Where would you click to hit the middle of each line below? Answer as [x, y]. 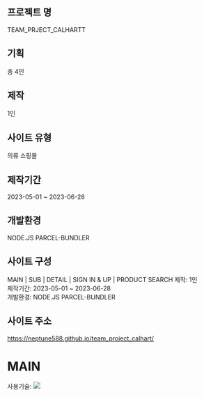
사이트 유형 [30, 138]
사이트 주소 [30, 321]
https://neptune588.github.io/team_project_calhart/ [81, 338]
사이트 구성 [30, 262]
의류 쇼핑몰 [22, 156]
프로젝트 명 [30, 13]
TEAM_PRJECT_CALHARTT [46, 29]
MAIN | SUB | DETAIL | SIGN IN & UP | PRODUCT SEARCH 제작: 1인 [102, 279]
